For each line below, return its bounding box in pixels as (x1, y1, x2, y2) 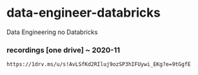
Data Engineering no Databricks (6, 28, 98, 36)
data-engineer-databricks (6, 5, 161, 21)
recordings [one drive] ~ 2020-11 (6, 45, 121, 55)
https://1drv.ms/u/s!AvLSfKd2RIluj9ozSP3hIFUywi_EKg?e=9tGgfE (6, 61, 191, 68)
